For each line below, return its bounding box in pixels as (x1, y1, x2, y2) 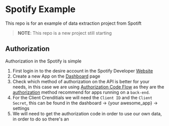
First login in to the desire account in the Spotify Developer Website (12, 68, 153, 74)
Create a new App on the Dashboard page (12, 73, 100, 79)
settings (12, 105, 30, 111)
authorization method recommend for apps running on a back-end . (12, 89, 150, 95)
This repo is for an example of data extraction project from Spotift (5, 20, 142, 26)
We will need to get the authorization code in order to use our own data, (12, 110, 162, 116)
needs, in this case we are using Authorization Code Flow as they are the (12, 84, 164, 90)
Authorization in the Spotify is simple (5, 58, 82, 64)
